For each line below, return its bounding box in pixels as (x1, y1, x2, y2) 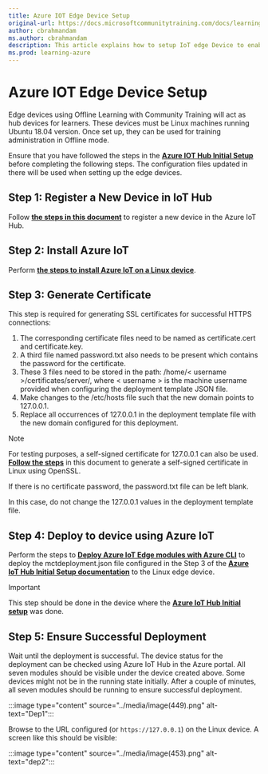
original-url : (8, 19, 56, 27)
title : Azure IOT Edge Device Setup (8, 11, 130, 20)
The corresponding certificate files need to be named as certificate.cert (19, 333, 256, 343)
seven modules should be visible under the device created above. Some (8, 668, 246, 677)
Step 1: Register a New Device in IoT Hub (8, 191, 213, 205)
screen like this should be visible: (8, 733, 117, 742)
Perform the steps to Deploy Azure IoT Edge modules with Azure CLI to (8, 550, 246, 560)
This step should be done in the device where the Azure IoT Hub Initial (8, 598, 242, 608)
